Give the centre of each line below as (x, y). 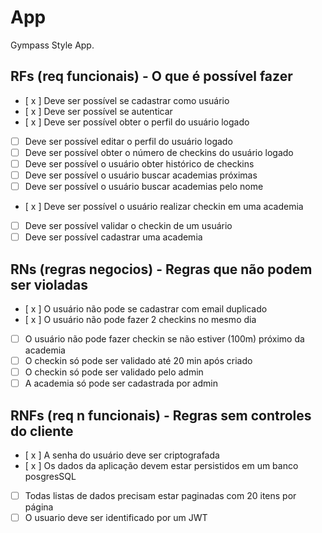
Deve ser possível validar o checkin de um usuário (128, 226)
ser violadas (49, 284)
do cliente (42, 431)
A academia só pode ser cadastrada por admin (121, 383)
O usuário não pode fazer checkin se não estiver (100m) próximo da (164, 339)
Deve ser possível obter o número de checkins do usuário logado (159, 152)
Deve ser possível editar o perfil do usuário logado (128, 141)
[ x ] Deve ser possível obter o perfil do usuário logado (137, 122)
